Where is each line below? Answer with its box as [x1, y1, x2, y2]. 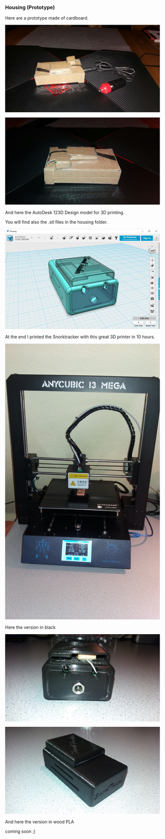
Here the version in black [5, 624, 56, 630]
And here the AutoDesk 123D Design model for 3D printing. [5, 210, 125, 216]
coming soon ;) [5, 829, 36, 835]
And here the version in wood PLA [5, 819, 75, 825]
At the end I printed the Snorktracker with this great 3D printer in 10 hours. [5, 334, 155, 340]
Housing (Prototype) [5, 4, 55, 11]
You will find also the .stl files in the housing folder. [5, 219, 108, 225]
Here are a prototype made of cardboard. [5, 15, 89, 21]
